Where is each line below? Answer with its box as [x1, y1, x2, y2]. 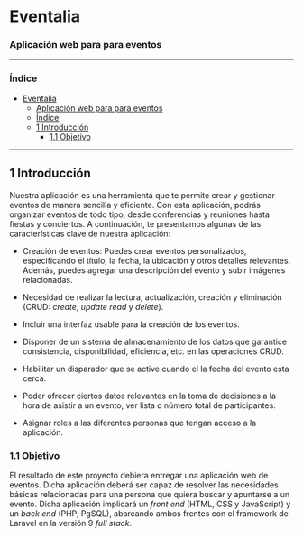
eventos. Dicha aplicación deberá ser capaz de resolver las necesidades [9, 479, 280, 490]
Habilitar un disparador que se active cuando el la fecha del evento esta [22, 363, 290, 374]
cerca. [22, 372, 47, 384]
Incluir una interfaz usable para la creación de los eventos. [22, 318, 241, 330]
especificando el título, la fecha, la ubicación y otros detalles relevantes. [22, 255, 291, 266]
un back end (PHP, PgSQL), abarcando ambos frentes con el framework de [9, 507, 289, 519]
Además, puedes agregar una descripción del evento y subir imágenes [22, 264, 286, 276]
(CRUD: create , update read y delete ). [22, 301, 164, 312]
